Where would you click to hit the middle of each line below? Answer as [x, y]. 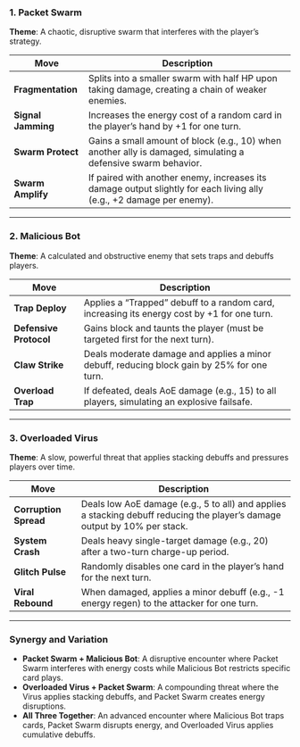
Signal [28, 115]
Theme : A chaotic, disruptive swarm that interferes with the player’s [134, 32]
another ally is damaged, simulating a [166, 152]
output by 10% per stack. [134, 526]
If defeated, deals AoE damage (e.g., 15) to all [180, 390]
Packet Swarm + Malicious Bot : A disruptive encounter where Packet [150, 659]
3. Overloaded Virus [54, 437]
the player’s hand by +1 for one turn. [165, 127]
